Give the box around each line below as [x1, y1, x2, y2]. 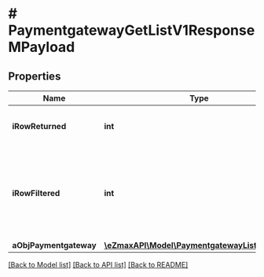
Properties [8, 69, 61, 83]
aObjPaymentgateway [12, 240, 97, 250]
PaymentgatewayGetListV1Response [8, 21, 255, 39]
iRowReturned [12, 121, 67, 131]
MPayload [8, 39, 75, 56]
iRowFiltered [12, 188, 60, 198]
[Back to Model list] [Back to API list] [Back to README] [8, 260, 189, 269]
